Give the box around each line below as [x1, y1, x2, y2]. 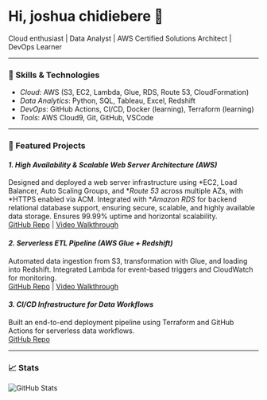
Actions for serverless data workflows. [8, 326, 135, 335]
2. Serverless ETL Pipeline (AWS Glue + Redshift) [8, 238, 173, 248]
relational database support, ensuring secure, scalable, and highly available [8, 203, 256, 213]
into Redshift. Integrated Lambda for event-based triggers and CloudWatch [8, 265, 253, 274]
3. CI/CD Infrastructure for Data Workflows [8, 300, 154, 309]
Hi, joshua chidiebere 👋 [8, 7, 164, 25]
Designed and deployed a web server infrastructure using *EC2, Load [8, 178, 238, 187]
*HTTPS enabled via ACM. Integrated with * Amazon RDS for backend [8, 194, 237, 204]
